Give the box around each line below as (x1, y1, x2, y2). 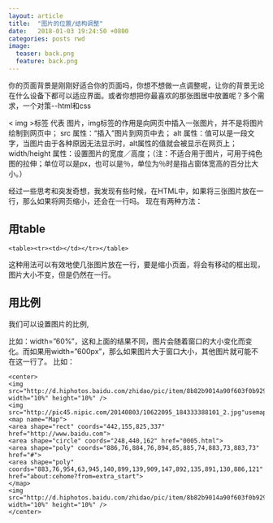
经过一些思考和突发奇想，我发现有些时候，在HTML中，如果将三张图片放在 (8, 186, 258, 196)
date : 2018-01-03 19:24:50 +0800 (8, 27, 129, 35)
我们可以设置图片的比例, (8, 318, 89, 329)
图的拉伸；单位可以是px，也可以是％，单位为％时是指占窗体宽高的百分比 (8, 158, 252, 168)
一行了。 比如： (22, 357, 75, 366)
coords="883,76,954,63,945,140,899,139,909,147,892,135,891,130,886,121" (8, 465, 264, 473)
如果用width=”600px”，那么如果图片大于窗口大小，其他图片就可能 (29, 346, 252, 356)
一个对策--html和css (22, 101, 92, 110)
